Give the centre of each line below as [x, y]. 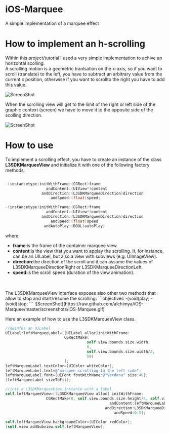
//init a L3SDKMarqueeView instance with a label [59, 389]
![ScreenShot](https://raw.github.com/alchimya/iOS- [89, 304]
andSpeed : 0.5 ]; [130, 413]
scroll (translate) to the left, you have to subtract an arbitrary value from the [84, 74]
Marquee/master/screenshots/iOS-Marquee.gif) [55, 309]
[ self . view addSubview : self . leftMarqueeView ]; [55, 427]
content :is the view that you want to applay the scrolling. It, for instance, [88, 251]
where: [13, 235]
